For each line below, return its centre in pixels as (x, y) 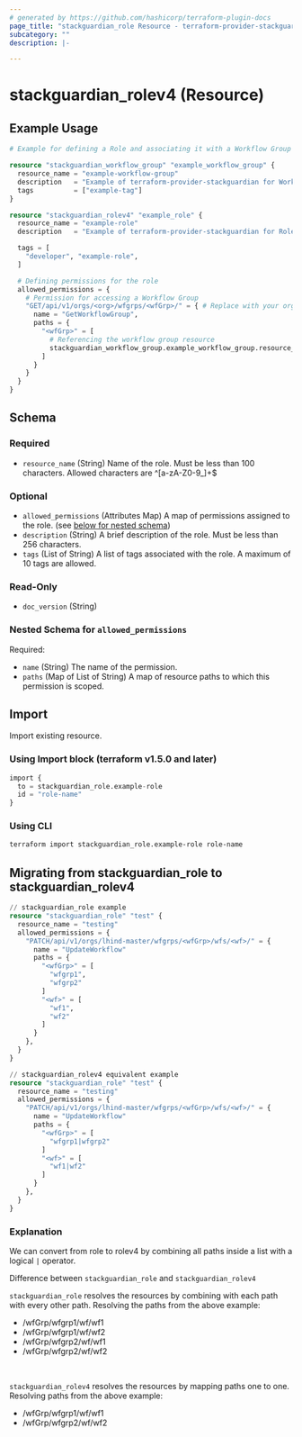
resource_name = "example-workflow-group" (98, 174)
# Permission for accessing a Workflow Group (112, 298)
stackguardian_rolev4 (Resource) (137, 95)
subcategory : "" (40, 34)
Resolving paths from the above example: (86, 1396)
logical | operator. (43, 1261)
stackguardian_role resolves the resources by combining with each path (144, 1295)
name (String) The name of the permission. (100, 666)
